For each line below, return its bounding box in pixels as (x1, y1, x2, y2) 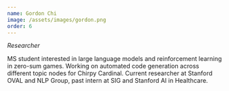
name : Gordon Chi (7, 10, 57, 17)
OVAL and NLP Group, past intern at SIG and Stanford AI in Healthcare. (7, 77, 208, 85)
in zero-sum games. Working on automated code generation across (7, 62, 199, 70)
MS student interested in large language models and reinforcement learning (7, 55, 222, 63)
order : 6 (7, 23, 32, 29)
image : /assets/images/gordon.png (7, 16, 107, 23)
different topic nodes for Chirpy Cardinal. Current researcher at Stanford (7, 69, 212, 77)
